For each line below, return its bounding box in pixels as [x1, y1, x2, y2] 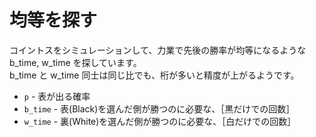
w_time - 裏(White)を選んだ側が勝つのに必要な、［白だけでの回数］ [23, 115, 297, 127]
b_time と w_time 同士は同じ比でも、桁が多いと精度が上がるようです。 [9, 69, 300, 81]
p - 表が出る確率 [23, 90, 91, 102]
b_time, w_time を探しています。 [9, 56, 142, 68]
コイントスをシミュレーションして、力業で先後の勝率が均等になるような [9, 44, 307, 56]
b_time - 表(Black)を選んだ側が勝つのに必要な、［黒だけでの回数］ [23, 102, 296, 115]
